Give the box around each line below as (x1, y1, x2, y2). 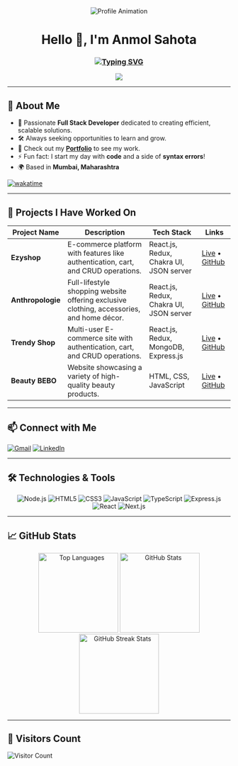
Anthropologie (11, 295, 61, 305)
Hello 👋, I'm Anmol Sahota (41, 32, 197, 48)
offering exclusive (67, 295, 127, 305)
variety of (67, 371, 100, 381)
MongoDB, (149, 342, 185, 352)
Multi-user (67, 325, 104, 334)
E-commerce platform (67, 240, 142, 249)
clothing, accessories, (67, 304, 140, 314)
